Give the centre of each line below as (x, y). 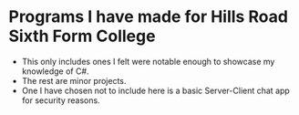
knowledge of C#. (55, 71)
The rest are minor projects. (74, 80)
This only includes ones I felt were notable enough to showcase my (148, 61)
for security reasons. (61, 100)
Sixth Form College (82, 36)
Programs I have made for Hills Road (149, 17)
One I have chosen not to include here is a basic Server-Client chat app (156, 90)
